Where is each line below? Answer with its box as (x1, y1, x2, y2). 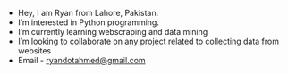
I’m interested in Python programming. (17, 17, 159, 28)
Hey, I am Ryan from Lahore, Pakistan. (17, 8, 159, 18)
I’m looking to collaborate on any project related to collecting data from (17, 36, 280, 46)
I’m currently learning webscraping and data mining (17, 27, 208, 37)
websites (17, 45, 52, 56)
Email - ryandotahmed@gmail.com (17, 55, 146, 65)
